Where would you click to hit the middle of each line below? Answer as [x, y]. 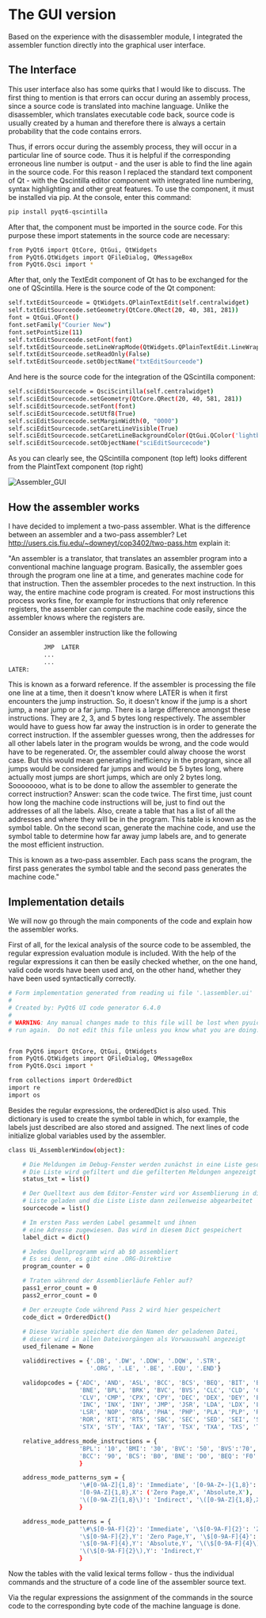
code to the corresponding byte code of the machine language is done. [124, 1606]
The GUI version [62, 15]
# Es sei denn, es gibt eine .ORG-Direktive [97, 1259]
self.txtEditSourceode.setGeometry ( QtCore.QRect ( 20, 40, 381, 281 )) [123, 310]
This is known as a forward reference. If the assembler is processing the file [132, 685]
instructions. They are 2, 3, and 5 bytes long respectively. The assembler [127, 718]
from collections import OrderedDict [70, 1081]
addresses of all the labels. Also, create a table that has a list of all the [122, 811]
